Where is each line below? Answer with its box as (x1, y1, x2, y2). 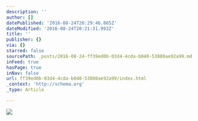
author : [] (6, 14, 34, 20)
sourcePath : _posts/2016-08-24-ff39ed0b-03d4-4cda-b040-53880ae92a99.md (6, 53, 193, 59)
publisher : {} (6, 37, 42, 43)
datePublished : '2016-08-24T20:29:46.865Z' (6, 20, 117, 26)
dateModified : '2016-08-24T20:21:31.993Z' (6, 25, 114, 32)
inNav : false (6, 70, 39, 76)
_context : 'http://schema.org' (6, 81, 85, 87)
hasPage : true (6, 64, 42, 71)
